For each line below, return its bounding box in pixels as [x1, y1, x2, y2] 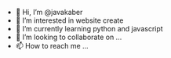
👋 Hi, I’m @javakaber [15, 8, 83, 16]
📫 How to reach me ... [15, 42, 89, 50]
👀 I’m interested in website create [15, 16, 124, 25]
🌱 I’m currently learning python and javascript [15, 24, 163, 33]
